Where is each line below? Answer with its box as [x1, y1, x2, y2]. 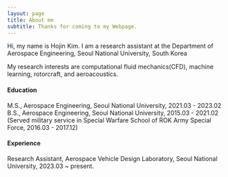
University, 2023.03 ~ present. [7, 162, 95, 170]
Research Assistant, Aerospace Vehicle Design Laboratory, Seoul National [7, 154, 218, 162]
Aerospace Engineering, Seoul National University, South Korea [7, 49, 188, 57]
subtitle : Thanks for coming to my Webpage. [7, 23, 137, 30]
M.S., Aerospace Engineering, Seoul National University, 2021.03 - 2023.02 [7, 101, 222, 109]
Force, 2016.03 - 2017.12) [7, 123, 78, 131]
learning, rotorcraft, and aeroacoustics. [7, 70, 119, 78]
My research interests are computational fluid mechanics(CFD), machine [7, 63, 214, 71]
